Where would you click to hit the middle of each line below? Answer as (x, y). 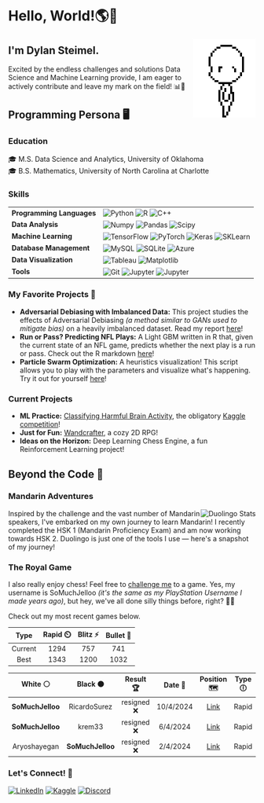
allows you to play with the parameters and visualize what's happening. (135, 370)
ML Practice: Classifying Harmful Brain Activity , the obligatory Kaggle (132, 416)
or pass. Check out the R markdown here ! (87, 353)
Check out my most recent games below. (74, 616)
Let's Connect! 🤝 (40, 773)
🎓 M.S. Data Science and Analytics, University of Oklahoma (106, 159)
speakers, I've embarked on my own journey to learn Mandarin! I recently (126, 522)
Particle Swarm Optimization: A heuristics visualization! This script (128, 361)
